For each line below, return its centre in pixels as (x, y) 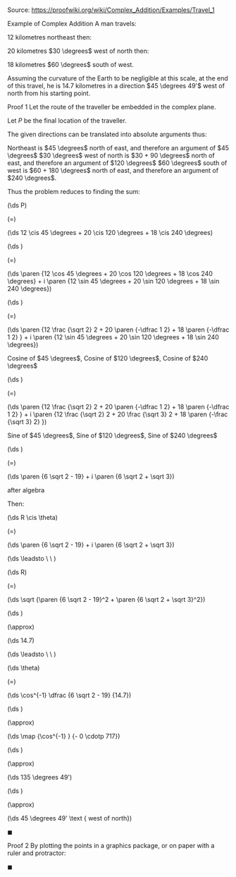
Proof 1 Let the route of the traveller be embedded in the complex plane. (112, 107)
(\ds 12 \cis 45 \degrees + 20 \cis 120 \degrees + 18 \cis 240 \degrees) (110, 233)
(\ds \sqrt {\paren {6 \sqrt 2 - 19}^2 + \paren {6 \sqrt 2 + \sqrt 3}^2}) (106, 600)
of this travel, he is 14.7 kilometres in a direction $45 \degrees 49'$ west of (116, 86)
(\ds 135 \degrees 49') (40, 778)
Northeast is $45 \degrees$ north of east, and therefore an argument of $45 (118, 148)
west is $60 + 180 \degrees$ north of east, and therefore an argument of (113, 171)
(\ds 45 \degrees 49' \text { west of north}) (70, 818)
